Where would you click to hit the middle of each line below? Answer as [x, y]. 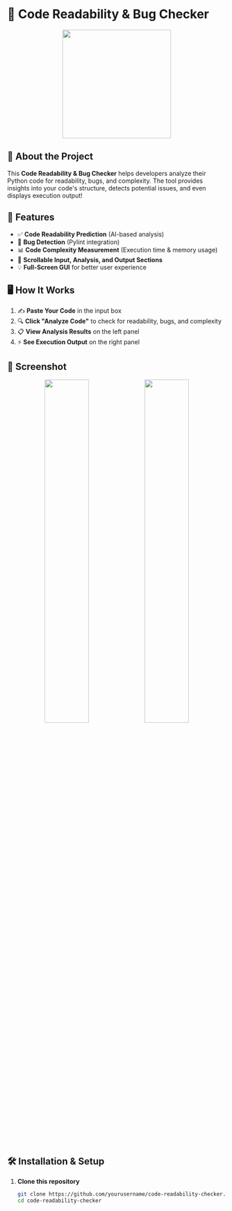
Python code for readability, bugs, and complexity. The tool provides [105, 181]
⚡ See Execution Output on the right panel [78, 342]
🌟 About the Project [50, 157]
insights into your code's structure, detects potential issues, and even [107, 188]
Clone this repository [48, 1181]
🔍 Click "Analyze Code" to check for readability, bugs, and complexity [119, 321]
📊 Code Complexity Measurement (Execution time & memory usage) [117, 250]
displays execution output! [45, 195]
